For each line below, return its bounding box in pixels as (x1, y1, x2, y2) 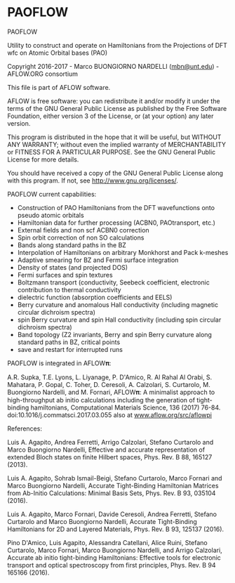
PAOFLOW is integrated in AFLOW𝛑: (7, 359, 112, 367)
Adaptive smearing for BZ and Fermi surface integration (17, 256, 179, 264)
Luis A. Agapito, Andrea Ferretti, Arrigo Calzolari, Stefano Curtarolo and (7, 438, 214, 446)
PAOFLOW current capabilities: (7, 190, 97, 198)
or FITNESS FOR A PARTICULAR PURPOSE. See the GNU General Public (7, 148, 216, 156)
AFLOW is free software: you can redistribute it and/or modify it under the (7, 96, 220, 105)
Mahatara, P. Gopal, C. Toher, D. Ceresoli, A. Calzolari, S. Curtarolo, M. (7, 380, 210, 388)
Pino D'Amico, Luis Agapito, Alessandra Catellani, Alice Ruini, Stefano (7, 538, 208, 546)
